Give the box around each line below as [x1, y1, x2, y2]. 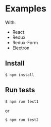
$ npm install [5, 72, 35, 77]
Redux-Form [12, 39, 38, 45]
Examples [5, 3, 47, 14]
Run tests [5, 86, 35, 94]
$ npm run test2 [5, 117, 39, 122]
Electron [12, 45, 30, 51]
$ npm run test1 [5, 99, 39, 104]
